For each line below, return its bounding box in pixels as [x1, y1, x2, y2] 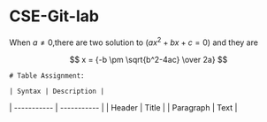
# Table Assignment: [9, 71, 86, 80]
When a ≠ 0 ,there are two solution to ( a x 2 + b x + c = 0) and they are [9, 35, 259, 48]
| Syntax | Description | [9, 87, 104, 95]
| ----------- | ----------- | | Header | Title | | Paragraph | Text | [9, 102, 238, 112]
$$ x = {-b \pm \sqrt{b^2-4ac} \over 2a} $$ [69, 54, 228, 65]
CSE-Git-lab [9, 6, 100, 27]
